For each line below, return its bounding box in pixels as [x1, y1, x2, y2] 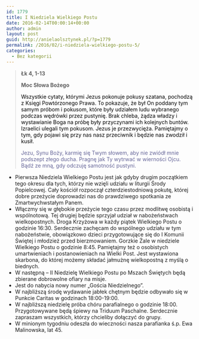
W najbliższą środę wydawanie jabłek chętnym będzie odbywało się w [14, 288, 188, 295]
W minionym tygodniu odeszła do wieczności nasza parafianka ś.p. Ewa [14, 320, 193, 327]
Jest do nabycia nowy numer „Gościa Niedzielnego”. [14, 282, 144, 289]
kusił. [20, 137, 34, 144]
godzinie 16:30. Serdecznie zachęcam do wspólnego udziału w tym [14, 224, 181, 231]
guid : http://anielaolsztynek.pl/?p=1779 [6, 37, 111, 43]
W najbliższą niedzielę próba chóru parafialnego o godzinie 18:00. [14, 301, 178, 308]
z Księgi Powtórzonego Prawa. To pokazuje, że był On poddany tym [20, 99, 188, 107]
